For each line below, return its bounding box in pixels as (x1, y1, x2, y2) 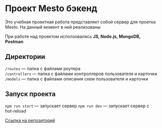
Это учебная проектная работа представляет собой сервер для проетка (5, 19, 156, 25)
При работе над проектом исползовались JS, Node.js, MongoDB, (5, 33, 141, 39)
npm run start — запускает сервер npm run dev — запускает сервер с (5, 103, 149, 109)
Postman (5, 38, 24, 44)
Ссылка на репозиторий (5, 117, 55, 123)
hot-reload (5, 108, 26, 114)
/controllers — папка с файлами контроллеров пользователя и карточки (5, 71, 158, 77)
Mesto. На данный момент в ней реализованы (5, 24, 101, 30)
